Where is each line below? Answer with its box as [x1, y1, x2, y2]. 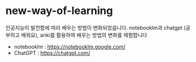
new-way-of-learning [5, 4, 113, 18]
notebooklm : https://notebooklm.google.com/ [13, 43, 126, 50]
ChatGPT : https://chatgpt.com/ [13, 49, 90, 56]
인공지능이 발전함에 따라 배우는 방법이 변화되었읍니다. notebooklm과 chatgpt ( [5, 24, 186, 31]
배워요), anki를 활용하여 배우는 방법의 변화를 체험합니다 [21, 31, 147, 39]
